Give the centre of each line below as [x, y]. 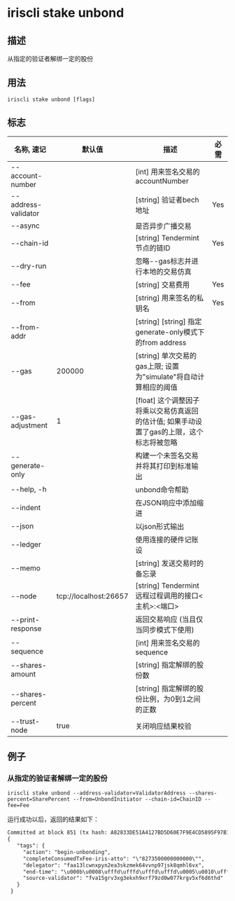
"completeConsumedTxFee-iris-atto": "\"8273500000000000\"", [114, 859]
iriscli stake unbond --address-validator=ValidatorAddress [97, 793]
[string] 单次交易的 [166, 355]
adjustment [29, 425]
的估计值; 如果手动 [165, 421]
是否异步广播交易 [163, 226]
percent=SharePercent [39, 799]
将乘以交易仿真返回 [167, 411]
